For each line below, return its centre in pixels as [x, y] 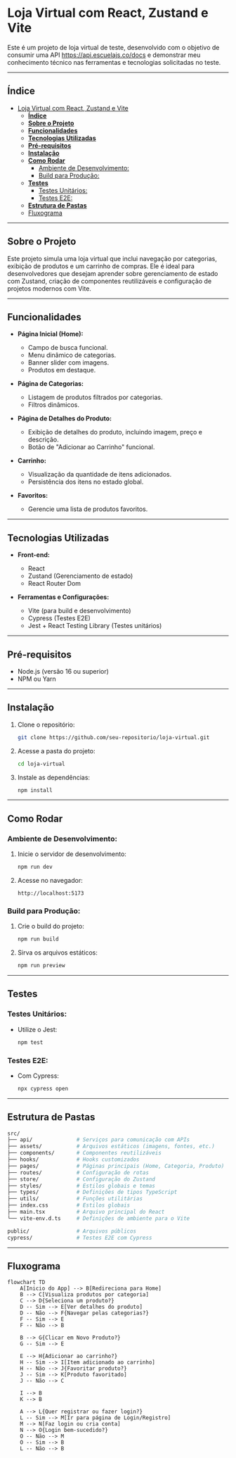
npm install [35, 790]
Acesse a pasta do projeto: [57, 750]
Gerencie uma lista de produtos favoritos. [88, 509]
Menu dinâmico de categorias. [72, 355]
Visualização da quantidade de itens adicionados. [100, 475]
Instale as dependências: [53, 777]
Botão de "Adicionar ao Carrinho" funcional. [91, 447]
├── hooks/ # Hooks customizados [73, 1160]
